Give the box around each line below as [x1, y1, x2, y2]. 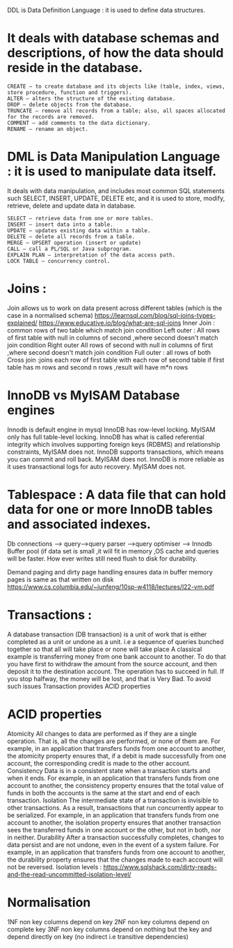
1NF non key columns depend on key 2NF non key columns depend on [7, 917, 210, 926]
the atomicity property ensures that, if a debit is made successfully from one [7, 751, 227, 760]
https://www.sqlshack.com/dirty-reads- [103, 862, 217, 871]
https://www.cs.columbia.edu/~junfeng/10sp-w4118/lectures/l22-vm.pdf [7, 582, 214, 591]
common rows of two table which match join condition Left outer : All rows [7, 326, 220, 334]
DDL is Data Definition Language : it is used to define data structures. [7, 6, 205, 14]
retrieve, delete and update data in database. [7, 201, 136, 210]
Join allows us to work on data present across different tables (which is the [7, 303, 223, 312]
